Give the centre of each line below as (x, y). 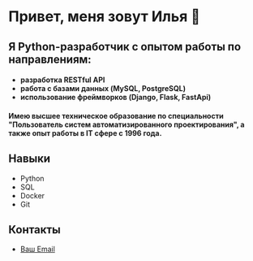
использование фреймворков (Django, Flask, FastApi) (116, 98)
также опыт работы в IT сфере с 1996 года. (85, 133)
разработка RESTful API (62, 80)
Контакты (34, 230)
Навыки (30, 159)
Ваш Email (37, 249)
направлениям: (50, 59)
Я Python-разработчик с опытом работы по (125, 47)
